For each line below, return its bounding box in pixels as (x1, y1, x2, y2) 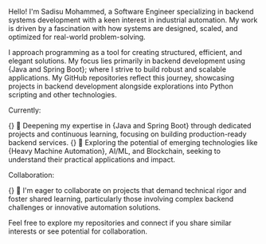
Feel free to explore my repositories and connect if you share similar (8, 218, 233, 227)
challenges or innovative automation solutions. (8, 203, 161, 212)
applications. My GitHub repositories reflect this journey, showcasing (8, 73, 235, 82)
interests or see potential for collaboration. (8, 226, 148, 236)
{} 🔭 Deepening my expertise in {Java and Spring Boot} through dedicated (8, 121, 252, 130)
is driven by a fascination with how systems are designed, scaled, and (8, 24, 238, 33)
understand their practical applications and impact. (8, 155, 176, 164)
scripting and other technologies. (8, 90, 117, 99)
